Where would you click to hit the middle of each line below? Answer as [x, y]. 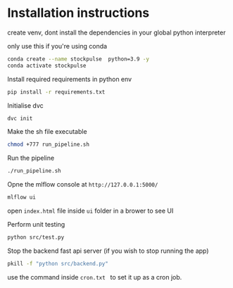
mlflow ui [22, 198]
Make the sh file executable [47, 132]
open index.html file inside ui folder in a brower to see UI [90, 211]
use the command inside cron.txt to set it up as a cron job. [95, 277]
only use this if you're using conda [57, 46]
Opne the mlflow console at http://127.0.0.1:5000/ [83, 184]
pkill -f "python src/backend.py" [58, 263]
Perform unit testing [36, 225]
